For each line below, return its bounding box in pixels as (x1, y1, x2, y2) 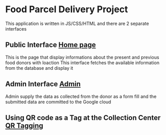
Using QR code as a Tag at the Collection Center (5, 113, 161, 122)
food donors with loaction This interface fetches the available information (5, 60, 160, 66)
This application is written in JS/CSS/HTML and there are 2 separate (5, 20, 149, 26)
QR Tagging (5, 121, 43, 130)
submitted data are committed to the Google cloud (5, 98, 111, 105)
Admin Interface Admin (5, 80, 81, 89)
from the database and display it (5, 65, 74, 71)
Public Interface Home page (5, 41, 96, 49)
